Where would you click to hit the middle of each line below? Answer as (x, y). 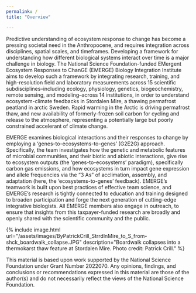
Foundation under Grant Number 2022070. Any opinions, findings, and (91, 266)
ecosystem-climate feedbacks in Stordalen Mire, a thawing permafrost (91, 101)
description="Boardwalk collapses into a (132, 242)
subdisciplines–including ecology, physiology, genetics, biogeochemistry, (94, 88)
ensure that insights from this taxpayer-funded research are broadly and (93, 212)
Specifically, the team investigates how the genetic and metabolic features (96, 149)
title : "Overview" (28, 17)
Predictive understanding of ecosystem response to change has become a (96, 39)
